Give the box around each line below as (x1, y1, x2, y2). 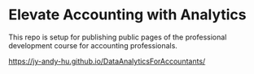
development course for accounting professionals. (8, 40, 177, 50)
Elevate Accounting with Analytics (8, 6, 247, 24)
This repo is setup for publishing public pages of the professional (8, 32, 227, 42)
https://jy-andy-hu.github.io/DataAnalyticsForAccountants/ (8, 56, 206, 66)
